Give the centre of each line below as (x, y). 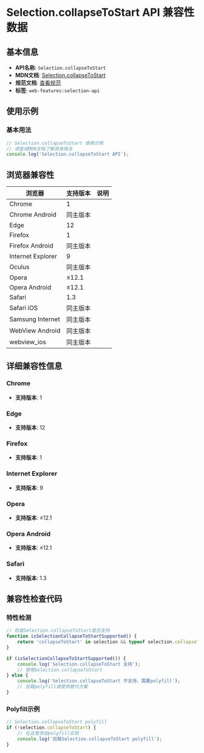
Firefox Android (31, 246)
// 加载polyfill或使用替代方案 (53, 687)
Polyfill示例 (23, 709)
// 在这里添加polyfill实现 (48, 733)
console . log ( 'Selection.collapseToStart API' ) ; (68, 154)
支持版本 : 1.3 (31, 578)
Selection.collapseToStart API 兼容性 (100, 12)
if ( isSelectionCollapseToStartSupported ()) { (66, 658)
